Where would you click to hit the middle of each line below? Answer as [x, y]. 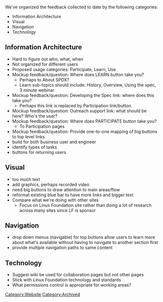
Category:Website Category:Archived [43, 295]
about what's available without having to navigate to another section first [85, 243]
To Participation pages [42, 126]
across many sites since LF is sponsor [57, 210]
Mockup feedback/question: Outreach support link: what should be [79, 111]
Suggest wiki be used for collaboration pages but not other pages [78, 275]
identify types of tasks [35, 147]
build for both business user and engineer [54, 142]
